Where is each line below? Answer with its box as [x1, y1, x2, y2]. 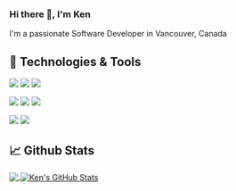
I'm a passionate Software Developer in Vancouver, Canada [9, 29, 227, 39]
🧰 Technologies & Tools [9, 54, 142, 70]
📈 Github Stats [9, 143, 95, 158]
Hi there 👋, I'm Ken [9, 8, 91, 21]
